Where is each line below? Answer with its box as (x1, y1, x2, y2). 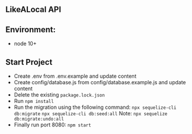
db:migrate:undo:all (13, 116, 64, 122)
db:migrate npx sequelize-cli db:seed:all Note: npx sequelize (13, 110, 167, 117)
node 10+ (13, 40, 37, 47)
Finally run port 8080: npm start (13, 121, 92, 128)
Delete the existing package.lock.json (13, 91, 105, 98)
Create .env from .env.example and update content (13, 73, 137, 80)
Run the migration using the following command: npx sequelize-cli (13, 104, 177, 111)
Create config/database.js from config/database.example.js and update (13, 79, 186, 86)
